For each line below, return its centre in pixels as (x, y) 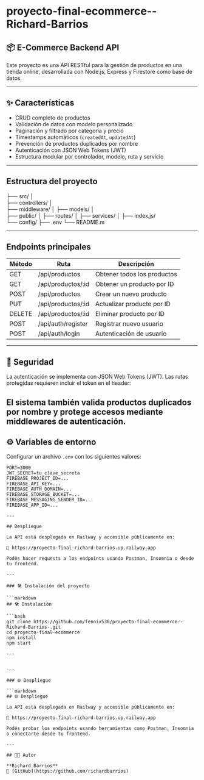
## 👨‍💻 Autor (21, 755)
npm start (19, 643)
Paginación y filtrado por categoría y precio (70, 131)
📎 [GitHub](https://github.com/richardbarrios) (68, 771)
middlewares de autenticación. (66, 421)
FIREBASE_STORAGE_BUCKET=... (43, 495)
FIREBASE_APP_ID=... (32, 505)
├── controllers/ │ (29, 202)
